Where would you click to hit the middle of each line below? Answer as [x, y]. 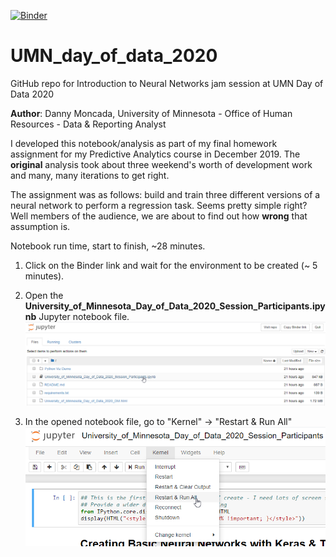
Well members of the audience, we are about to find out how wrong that [159, 216]
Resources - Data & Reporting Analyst [88, 124]
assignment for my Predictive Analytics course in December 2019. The [155, 154]
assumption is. [40, 226]
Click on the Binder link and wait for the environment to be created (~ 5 [171, 265]
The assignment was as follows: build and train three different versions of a [165, 194]
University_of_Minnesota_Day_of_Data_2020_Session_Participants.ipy [175, 306]
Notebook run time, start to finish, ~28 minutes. [108, 246]
